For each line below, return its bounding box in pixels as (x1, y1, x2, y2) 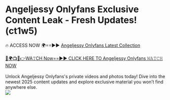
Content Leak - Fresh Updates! (5, 14, 137, 26)
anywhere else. (5, 84, 37, 90)
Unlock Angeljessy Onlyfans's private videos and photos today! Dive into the (5, 73, 165, 79)
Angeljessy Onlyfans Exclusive (5, 4, 139, 15)
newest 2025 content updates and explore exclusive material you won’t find (5, 79, 164, 85)
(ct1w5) (5, 25, 38, 37)
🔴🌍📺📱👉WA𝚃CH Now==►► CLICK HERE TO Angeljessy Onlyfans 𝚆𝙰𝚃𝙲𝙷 (5, 55, 163, 61)
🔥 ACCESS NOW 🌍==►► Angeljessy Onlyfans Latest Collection (5, 42, 141, 48)
